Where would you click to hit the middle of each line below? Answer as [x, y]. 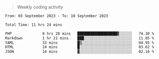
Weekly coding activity [40, 7]
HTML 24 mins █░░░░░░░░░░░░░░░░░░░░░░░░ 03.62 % [79, 47]
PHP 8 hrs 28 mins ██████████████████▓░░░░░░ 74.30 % [79, 34]
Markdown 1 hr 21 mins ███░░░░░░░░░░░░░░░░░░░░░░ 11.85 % [79, 38]
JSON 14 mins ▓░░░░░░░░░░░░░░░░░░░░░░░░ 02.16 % [79, 52]
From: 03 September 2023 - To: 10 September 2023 [57, 16]
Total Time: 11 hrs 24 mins [34, 25]
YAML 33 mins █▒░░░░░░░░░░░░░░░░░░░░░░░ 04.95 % [79, 43]
